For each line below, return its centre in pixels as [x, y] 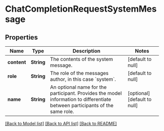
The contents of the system [82, 59]
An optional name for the [78, 87]
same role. [62, 112]
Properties [21, 37]
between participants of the [82, 105]
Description [86, 51]
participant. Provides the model [86, 93]
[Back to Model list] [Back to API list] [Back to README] [61, 123]
